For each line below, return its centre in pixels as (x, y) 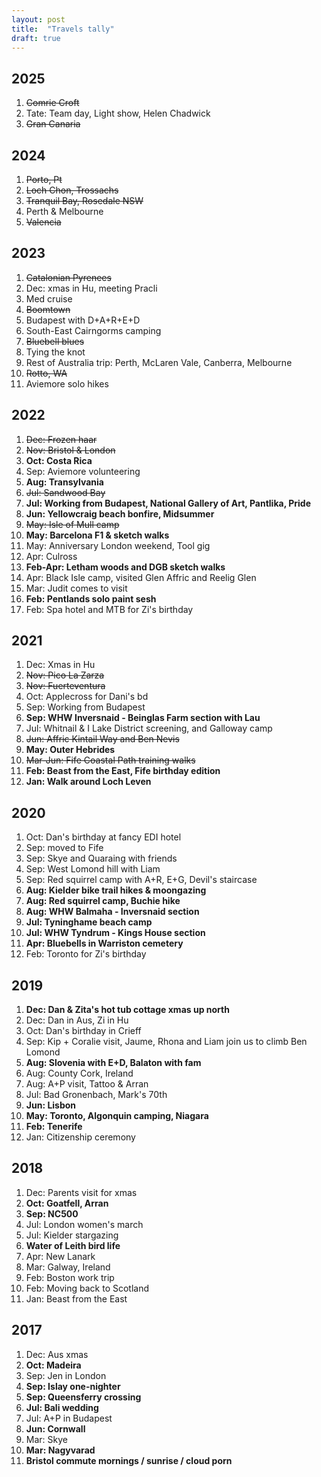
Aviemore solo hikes (67, 383)
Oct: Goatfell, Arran (67, 1203)
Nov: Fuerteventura (65, 686)
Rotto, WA (46, 373)
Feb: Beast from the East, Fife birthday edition (123, 771)
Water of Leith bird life (73, 1245)
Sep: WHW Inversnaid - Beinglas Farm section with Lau (143, 718)
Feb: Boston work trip (70, 1277)
